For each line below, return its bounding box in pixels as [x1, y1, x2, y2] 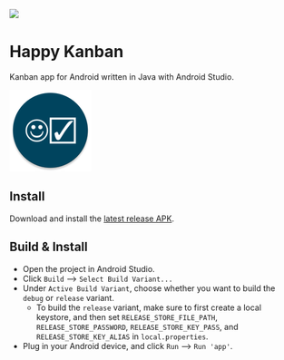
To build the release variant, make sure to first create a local [35, 302, 261, 313]
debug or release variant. [22, 292, 115, 303]
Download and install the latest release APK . [9, 213, 175, 224]
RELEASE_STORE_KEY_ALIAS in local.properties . [35, 331, 209, 342]
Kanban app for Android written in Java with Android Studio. [9, 71, 234, 82]
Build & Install [9, 239, 88, 255]
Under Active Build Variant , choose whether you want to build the [22, 282, 276, 294]
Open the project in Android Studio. [22, 263, 156, 274]
